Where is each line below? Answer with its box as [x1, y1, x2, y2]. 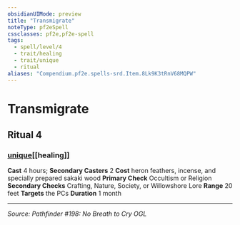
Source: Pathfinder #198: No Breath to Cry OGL [7, 209, 147, 218]
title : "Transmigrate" [7, 17, 75, 24]
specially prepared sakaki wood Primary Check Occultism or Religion [7, 174, 212, 182]
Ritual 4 [7, 129, 43, 141]
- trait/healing [14, 51, 62, 58]
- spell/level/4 [14, 43, 62, 51]
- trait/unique [14, 57, 59, 64]
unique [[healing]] [7, 150, 70, 160]
